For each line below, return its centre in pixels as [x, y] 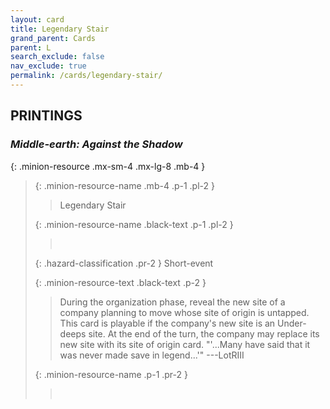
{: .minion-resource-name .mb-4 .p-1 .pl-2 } [124, 185]
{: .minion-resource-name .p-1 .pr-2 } [111, 374]
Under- [292, 323]
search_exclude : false [57, 57]
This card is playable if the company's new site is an [167, 323]
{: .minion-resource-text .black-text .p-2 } [120, 282]
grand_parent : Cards [53, 38]
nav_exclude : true [48, 66]
